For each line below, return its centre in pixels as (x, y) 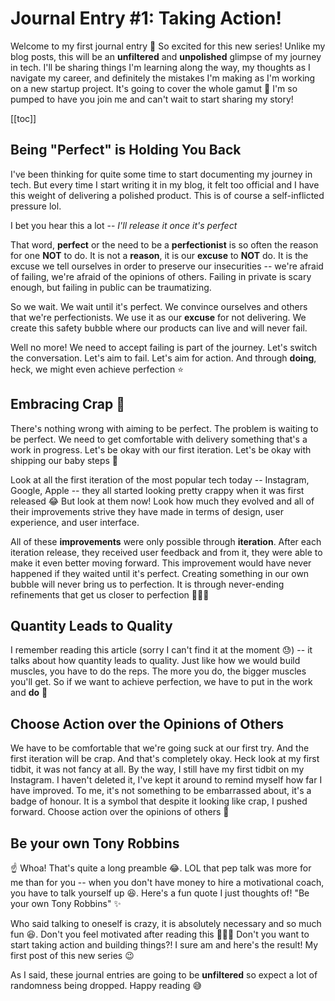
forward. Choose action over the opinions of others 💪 (120, 812)
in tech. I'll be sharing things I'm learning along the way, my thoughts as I (160, 67)
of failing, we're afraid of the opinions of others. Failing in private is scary (161, 276)
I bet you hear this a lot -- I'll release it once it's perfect (124, 225)
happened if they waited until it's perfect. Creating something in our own (160, 573)
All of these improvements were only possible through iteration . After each (166, 541)
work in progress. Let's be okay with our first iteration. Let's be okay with (161, 449)
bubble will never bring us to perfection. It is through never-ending (147, 584)
